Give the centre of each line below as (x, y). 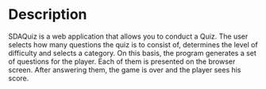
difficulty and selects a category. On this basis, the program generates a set (132, 53)
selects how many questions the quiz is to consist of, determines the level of (133, 44)
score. (19, 78)
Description (48, 15)
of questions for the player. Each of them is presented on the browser (122, 61)
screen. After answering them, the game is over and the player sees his (125, 69)
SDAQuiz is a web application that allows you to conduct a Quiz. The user (128, 36)
